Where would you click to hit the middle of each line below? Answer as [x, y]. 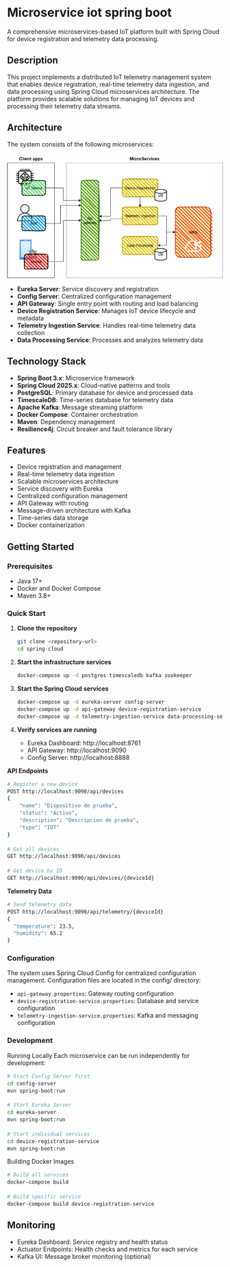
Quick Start [26, 613]
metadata [30, 318]
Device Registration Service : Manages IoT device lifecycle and [106, 310]
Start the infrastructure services [64, 662]
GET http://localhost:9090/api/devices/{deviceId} [81, 878]
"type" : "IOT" [39, 827]
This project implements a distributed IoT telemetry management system [110, 77]
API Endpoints [28, 771]
